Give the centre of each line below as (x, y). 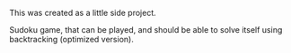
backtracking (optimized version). (72, 39)
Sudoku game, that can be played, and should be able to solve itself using (146, 30)
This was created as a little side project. (83, 13)
